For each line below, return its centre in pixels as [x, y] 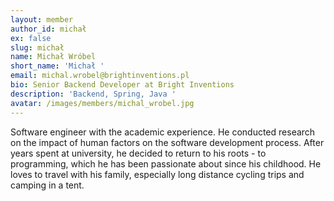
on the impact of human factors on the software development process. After [167, 142]
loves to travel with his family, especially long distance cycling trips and [157, 174]
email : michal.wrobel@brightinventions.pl [100, 76]
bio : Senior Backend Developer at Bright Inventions [122, 85]
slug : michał [37, 47]
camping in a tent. [47, 185]
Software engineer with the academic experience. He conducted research [163, 132]
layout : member [42, 19]
